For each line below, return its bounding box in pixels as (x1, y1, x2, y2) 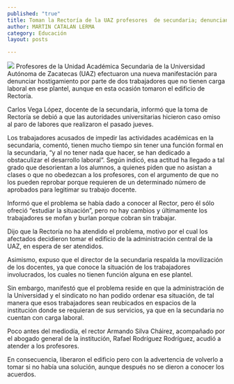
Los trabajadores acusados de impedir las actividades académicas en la (7, 134, 214, 142)
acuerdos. (7, 370, 36, 378)
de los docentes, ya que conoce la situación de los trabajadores (7, 263, 191, 272)
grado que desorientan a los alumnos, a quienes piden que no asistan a (7, 163, 212, 171)
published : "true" (7, 10, 61, 17)
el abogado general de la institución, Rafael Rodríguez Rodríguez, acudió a (7, 335, 221, 343)
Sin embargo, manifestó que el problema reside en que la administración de (7, 284, 224, 293)
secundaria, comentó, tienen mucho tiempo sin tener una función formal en (7, 141, 224, 150)
